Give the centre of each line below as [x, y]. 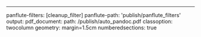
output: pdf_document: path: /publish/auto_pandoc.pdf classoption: [89, 21]
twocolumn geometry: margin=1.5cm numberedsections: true [82, 28]
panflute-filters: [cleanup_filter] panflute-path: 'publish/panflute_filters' [94, 15]
